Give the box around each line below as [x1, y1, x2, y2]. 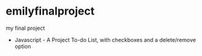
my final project [6, 24, 45, 32]
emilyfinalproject [6, 4, 95, 18]
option [14, 43, 31, 50]
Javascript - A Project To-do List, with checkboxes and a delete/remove [14, 36, 196, 43]
